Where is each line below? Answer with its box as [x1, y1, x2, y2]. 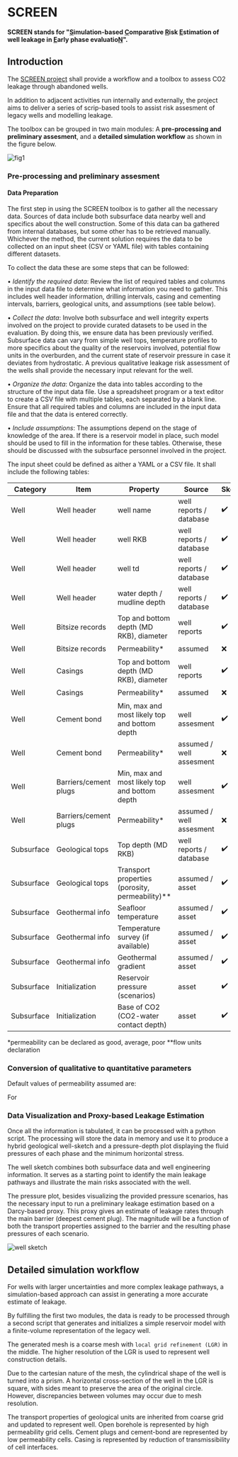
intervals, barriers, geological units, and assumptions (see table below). [7, 299, 216, 308]
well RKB [117, 534, 147, 544]
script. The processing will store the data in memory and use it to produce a [7, 1135, 229, 1143]
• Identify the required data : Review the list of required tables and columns [7, 277, 225, 286]
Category [13, 484, 47, 494]
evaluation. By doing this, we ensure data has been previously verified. [7, 328, 214, 337]
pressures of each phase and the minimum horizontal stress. [7, 1149, 184, 1158]
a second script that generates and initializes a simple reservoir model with [7, 1319, 226, 1327]
